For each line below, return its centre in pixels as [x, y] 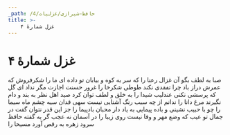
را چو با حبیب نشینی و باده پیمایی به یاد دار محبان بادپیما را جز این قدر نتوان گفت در [114, 109]
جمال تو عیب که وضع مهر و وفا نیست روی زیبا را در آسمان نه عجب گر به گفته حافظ [116, 117]
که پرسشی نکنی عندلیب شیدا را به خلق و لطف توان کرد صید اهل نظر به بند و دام [112, 95]
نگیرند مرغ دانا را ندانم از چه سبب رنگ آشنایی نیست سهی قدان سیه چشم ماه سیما [114, 102]
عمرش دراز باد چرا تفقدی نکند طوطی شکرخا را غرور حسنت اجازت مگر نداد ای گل [114, 87]
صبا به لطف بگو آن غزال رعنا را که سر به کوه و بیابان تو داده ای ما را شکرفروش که [115, 80]
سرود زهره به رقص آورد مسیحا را [51, 124]
